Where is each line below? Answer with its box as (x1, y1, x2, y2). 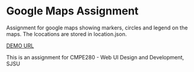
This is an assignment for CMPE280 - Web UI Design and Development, (6, 53, 184, 61)
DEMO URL (6, 42, 34, 49)
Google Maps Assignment (6, 4, 139, 18)
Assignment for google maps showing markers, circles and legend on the (6, 24, 188, 31)
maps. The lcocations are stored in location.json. (6, 30, 127, 37)
